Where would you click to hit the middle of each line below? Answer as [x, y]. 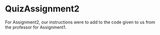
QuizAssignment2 [42, 9]
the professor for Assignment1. [36, 27]
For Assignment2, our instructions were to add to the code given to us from [80, 22]
